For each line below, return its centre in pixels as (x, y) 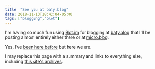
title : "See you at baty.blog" (37, 9)
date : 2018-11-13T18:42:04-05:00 (39, 14)
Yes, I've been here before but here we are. (48, 47)
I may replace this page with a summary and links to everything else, (74, 56)
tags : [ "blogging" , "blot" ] (32, 18)
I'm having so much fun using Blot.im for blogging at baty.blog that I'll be (78, 33)
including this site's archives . (34, 62)
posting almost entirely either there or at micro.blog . (57, 37)
